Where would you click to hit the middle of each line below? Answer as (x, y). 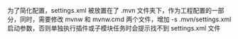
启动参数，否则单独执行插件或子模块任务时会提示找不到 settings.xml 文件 (114, 28)
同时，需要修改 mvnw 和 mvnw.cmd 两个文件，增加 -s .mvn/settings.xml (125, 19)
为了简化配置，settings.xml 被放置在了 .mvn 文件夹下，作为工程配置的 (109, 10)
